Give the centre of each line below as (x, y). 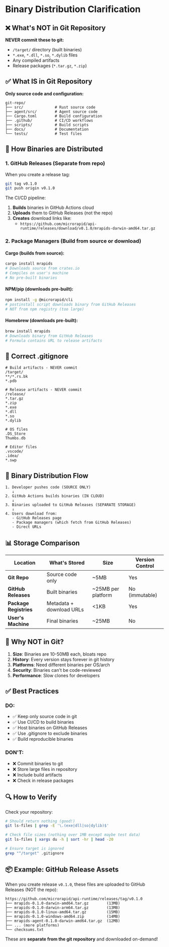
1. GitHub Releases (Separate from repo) (55, 164)
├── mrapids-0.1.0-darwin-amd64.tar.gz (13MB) (63, 903)
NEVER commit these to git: (35, 40)
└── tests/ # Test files (44, 134)
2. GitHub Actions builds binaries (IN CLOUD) (55, 496)
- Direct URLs (27, 527)
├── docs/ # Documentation (47, 129)
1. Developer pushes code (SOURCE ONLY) (48, 487)
